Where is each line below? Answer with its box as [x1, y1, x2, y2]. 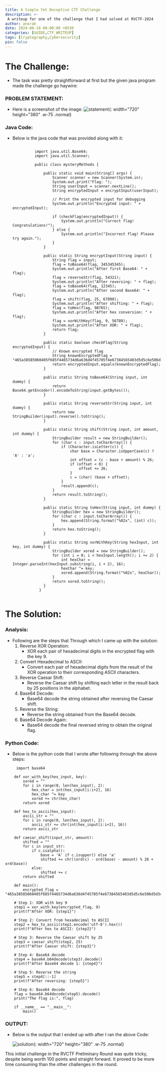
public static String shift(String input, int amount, [43, 427, 159, 432]
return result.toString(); [52, 492, 108, 497]
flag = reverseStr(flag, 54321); [52, 275, 121, 280]
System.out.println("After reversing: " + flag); [52, 279, 157, 284]
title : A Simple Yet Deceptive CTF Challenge [5, 7, 100, 12]
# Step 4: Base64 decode [14, 952, 65, 958]
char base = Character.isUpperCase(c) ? [70, 449, 154, 454]
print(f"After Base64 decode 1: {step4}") [14, 961, 103, 966]
